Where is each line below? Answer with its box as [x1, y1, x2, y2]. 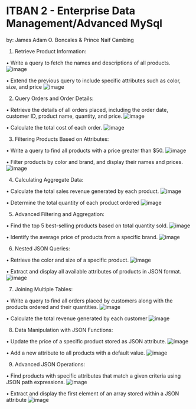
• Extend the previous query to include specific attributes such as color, [6, 77, 181, 84]
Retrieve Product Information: [14, 47, 87, 54]
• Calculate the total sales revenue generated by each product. [6, 188, 159, 195]
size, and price [6, 83, 43, 90]
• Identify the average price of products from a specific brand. [6, 233, 158, 240]
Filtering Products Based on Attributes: [14, 135, 109, 143]
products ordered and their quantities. [6, 303, 99, 310]
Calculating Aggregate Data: [14, 176, 84, 183]
